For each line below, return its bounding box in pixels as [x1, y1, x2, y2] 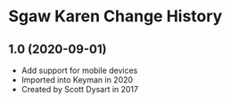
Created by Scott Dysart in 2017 [21, 84, 139, 94]
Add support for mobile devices [21, 65, 138, 75]
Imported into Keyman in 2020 [21, 75, 134, 85]
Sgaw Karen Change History [8, 6, 223, 27]
